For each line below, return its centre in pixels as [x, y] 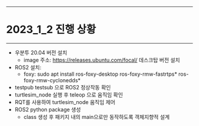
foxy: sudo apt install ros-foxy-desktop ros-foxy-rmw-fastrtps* [100, 74]
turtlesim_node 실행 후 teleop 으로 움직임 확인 [69, 95]
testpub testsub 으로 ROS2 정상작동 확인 [63, 87]
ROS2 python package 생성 [48, 109]
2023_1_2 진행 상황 [51, 30]
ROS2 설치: [28, 67]
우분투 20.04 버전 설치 [41, 52]
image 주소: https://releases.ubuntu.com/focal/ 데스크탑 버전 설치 [102, 60]
